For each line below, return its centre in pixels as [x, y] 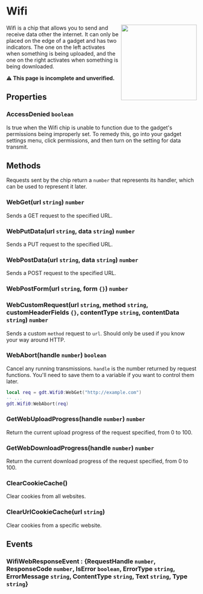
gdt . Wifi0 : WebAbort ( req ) [37, 404]
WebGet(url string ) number [45, 202]
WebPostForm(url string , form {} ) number [67, 289]
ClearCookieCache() [37, 483]
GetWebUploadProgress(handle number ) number [76, 419]
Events [20, 544]
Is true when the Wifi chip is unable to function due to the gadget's [89, 128]
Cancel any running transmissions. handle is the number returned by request [101, 368]
